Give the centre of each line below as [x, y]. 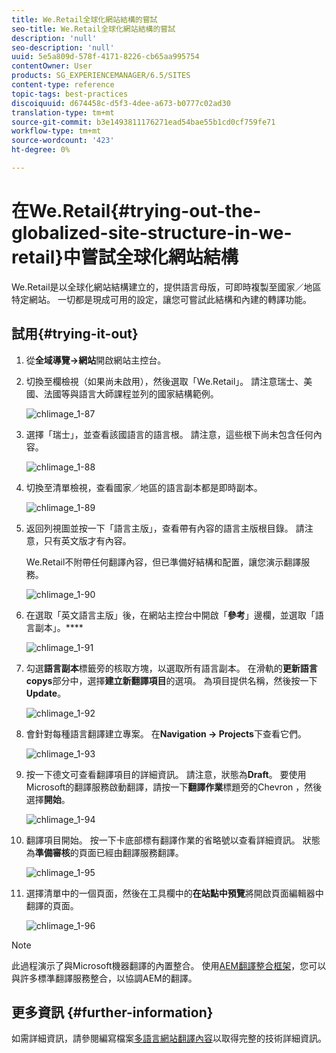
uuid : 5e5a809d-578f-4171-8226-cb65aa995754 [105, 57]
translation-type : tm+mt [63, 112]
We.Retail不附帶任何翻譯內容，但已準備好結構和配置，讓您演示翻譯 [163, 562]
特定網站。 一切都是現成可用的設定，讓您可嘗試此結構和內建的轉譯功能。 [161, 299]
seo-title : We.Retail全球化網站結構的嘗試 [93, 29]
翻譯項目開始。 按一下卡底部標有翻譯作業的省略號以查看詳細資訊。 [163, 840]
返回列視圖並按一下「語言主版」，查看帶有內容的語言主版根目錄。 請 [165, 528]
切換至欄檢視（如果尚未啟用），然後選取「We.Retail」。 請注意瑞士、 [164, 381]
